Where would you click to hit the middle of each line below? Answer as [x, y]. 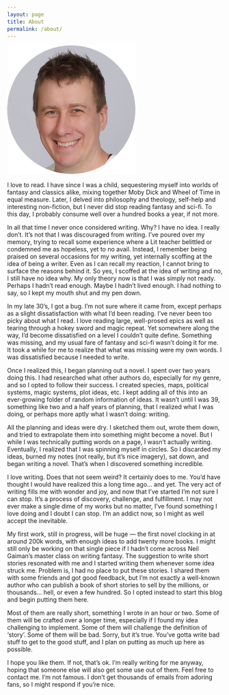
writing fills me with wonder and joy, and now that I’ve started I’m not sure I [113, 492]
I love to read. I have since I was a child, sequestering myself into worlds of [113, 185]
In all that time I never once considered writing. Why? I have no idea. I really [113, 228]
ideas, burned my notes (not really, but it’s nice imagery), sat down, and [108, 456]
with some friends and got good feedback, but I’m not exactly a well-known [113, 578]
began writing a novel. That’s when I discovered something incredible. [106, 464]
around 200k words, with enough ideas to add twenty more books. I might [111, 541]
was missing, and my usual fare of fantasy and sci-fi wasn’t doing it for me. [113, 343]
